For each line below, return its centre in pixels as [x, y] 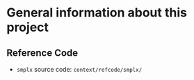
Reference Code [42, 53]
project [28, 27]
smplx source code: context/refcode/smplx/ [79, 69]
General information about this [97, 13]
